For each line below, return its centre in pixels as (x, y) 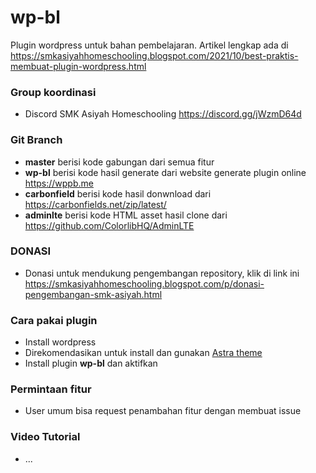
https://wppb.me (59, 183)
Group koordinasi (53, 92)
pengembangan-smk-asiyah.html (93, 294)
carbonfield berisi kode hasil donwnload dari (118, 193)
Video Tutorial (45, 437)
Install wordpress (60, 342)
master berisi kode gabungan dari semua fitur (119, 162)
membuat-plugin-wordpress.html (78, 66)
